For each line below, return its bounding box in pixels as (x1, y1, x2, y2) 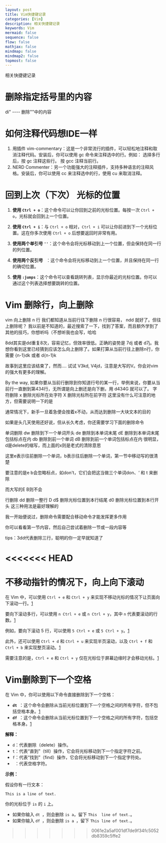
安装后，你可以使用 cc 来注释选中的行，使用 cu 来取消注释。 (21, 170, 145, 176)
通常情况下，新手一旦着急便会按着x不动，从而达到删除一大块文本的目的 (5, 409, 151, 415)
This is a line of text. (5, 792, 56, 797)
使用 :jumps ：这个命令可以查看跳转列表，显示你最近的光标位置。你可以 (12, 274, 158, 280)
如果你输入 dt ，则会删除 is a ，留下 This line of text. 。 (12, 812, 135, 818)
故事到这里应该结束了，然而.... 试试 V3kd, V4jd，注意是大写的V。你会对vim (5, 363, 159, 369)
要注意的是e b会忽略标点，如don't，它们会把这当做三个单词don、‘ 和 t (5, 470, 148, 475)
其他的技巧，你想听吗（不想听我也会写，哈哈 (5, 329, 97, 335)
